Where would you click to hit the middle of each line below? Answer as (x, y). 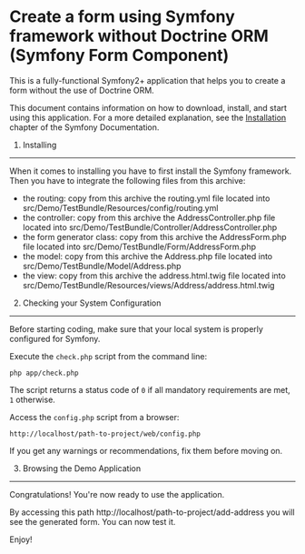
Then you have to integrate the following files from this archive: (128, 180)
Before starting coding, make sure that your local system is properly (136, 328)
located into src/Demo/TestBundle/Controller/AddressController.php (150, 227)
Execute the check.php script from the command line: (108, 356)
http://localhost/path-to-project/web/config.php (105, 434)
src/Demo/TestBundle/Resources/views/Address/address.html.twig (148, 285)
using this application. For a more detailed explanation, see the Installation (148, 117)
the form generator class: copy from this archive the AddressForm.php (155, 237)
